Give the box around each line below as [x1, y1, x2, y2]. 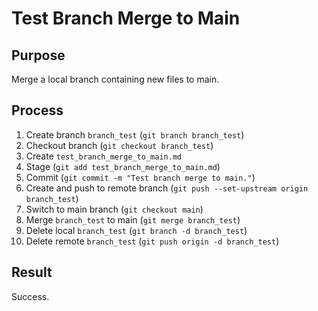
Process [11, 102, 64, 119]
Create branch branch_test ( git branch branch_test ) [25, 128, 245, 141]
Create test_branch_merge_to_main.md [25, 150, 183, 162]
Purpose [11, 47, 66, 64]
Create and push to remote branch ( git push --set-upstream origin [25, 182, 309, 194]
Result [11, 264, 53, 281]
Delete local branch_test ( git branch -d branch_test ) [25, 224, 248, 236]
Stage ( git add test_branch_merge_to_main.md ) [25, 160, 221, 172]
